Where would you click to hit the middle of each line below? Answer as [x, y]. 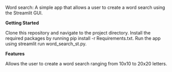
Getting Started [22, 23]
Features [15, 54]
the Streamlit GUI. [24, 13]
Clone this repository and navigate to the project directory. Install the [78, 33]
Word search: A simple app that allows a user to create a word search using [85, 7]
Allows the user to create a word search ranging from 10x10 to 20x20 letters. [86, 64]
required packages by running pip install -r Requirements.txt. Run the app [83, 38]
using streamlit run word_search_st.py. [46, 44]
